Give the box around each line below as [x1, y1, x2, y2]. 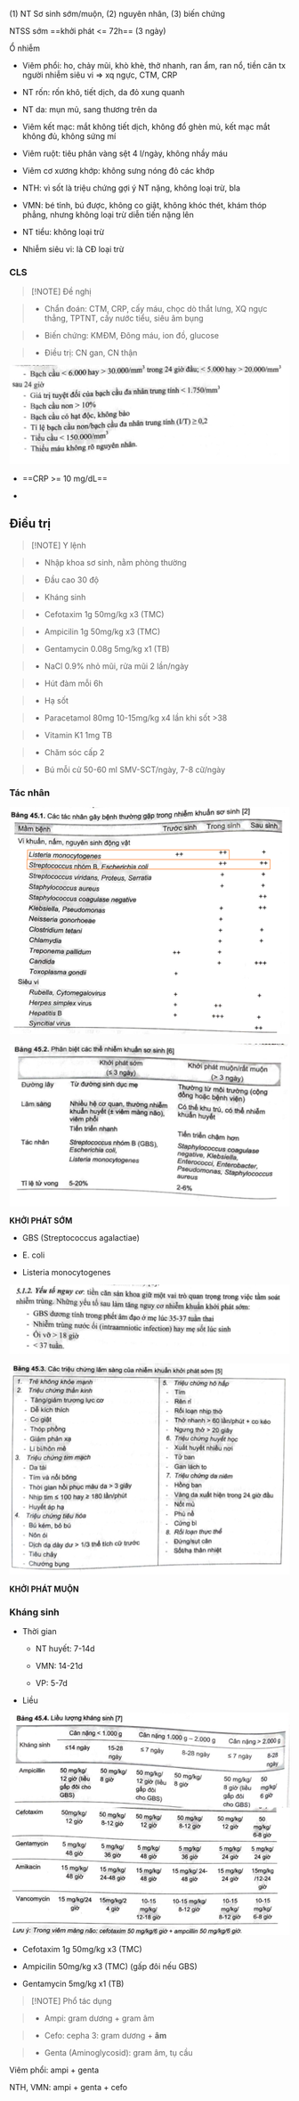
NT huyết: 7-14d [35, 1643, 95, 1654]
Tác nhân [9, 786, 51, 799]
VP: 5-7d [35, 1678, 69, 1689]
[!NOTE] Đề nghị [30, 286, 92, 297]
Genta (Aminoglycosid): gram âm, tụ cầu [44, 2047, 193, 2057]
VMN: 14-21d [35, 1661, 83, 1672]
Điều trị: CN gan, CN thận [44, 347, 138, 358]
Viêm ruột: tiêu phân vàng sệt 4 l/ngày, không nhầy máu [21, 148, 229, 159]
